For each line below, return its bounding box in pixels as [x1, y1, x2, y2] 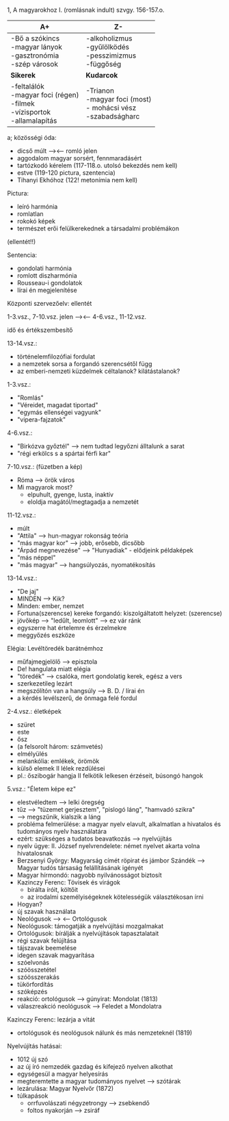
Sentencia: [7, 251, 38, 259]
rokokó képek [16, 217, 56, 225]
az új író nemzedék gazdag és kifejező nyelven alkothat [16, 1063, 173, 1070]
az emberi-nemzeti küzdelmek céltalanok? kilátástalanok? [16, 367, 180, 375]
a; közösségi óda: [7, 134, 57, 141]
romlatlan [16, 210, 44, 218]
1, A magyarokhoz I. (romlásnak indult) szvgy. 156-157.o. [7, 6, 165, 14]
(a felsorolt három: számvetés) [16, 743, 104, 750]
